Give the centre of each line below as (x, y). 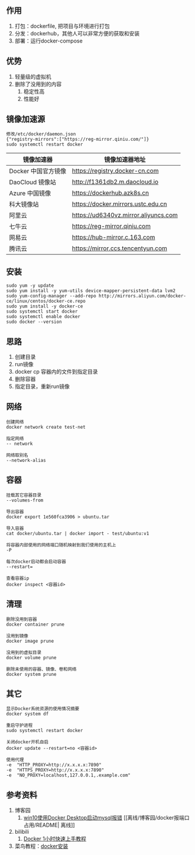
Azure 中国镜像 (30, 193)
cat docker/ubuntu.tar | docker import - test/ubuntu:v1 (78, 533)
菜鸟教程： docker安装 (41, 846)
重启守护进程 (19, 726)
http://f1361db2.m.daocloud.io (115, 182)
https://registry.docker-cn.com (115, 171)
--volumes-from (25, 500)
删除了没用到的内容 (38, 84)
